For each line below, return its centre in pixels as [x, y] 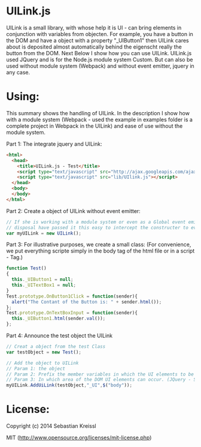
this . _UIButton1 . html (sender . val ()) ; [59, 319]
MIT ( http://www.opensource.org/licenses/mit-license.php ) [79, 438]
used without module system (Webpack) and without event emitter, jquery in [100, 66]
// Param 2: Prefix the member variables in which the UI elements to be [100, 374]
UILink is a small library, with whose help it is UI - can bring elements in [94, 28]
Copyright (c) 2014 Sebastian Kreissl [51, 426]
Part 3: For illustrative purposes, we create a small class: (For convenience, [99, 245]
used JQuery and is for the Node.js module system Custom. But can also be [100, 59]
